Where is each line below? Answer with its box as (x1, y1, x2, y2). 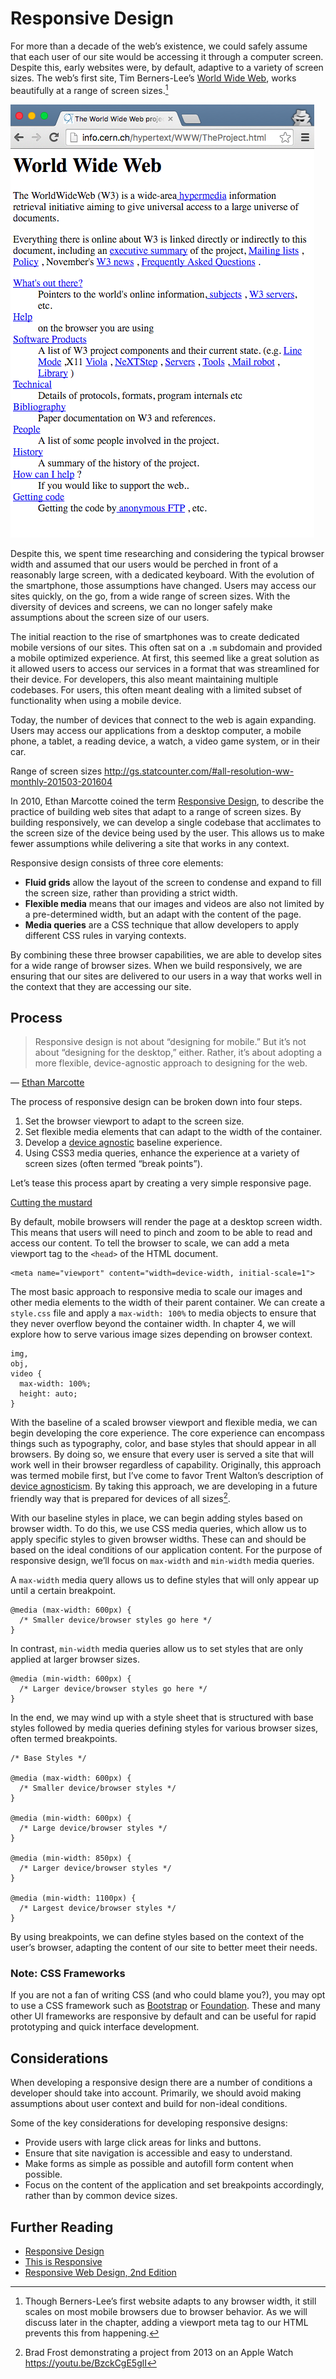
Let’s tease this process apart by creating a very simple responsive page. (10, 1177, 312, 1189)
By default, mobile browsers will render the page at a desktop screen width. (10, 1216, 323, 1228)
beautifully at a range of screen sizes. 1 (10, 82, 169, 96)
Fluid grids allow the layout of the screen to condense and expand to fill (24, 876, 322, 888)
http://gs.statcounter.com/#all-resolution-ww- (104, 765, 295, 777)
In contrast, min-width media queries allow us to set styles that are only (10, 1643, 304, 1655)
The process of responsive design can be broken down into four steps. (10, 1096, 303, 1108)
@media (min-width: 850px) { (10, 1853, 132, 1864)
